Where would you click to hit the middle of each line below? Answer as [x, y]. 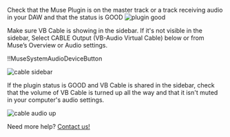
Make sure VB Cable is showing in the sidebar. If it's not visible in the [105, 31]
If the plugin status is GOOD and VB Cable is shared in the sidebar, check [111, 85]
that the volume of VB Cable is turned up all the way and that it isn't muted [113, 93]
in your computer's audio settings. [56, 100]
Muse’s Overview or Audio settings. [57, 45]
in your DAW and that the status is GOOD [65, 17]
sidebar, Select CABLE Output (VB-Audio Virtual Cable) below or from [106, 38]
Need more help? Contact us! [49, 126]
